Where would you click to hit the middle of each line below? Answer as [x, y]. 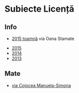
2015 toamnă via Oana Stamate [43, 38]
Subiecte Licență [39, 9]
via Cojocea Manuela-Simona [41, 85]
